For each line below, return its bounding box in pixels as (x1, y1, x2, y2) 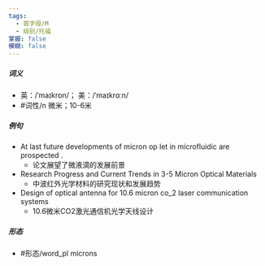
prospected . (20, 150, 63, 160)
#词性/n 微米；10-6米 (20, 101, 92, 111)
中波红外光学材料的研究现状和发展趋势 (32, 179, 161, 189)
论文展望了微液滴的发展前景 (32, 160, 126, 170)
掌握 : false (8, 34, 46, 43)
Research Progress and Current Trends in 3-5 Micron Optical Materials (20, 169, 258, 179)
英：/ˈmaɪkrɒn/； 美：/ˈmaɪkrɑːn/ (20, 90, 129, 100)
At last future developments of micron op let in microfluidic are (20, 142, 230, 151)
